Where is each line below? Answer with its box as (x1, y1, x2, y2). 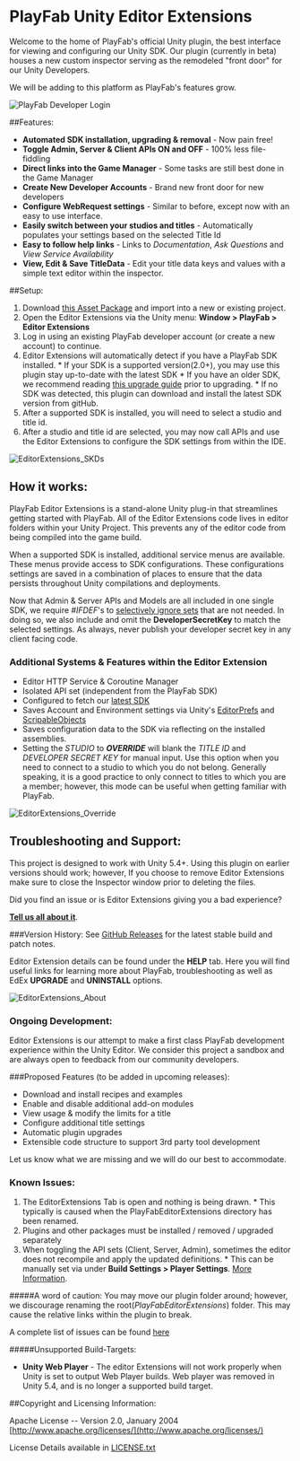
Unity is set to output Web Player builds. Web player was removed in (21, 1371, 275, 1382)
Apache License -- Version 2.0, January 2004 (9, 1415, 179, 1426)
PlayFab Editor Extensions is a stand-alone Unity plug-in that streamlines (9, 503, 279, 513)
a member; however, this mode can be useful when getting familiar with (21, 781, 287, 792)
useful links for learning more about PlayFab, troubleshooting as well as (9, 965, 273, 975)
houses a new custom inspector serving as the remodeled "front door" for (9, 55, 283, 66)
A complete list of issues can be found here (9, 1326, 170, 1338)
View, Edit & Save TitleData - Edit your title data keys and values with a (21, 258, 286, 268)
